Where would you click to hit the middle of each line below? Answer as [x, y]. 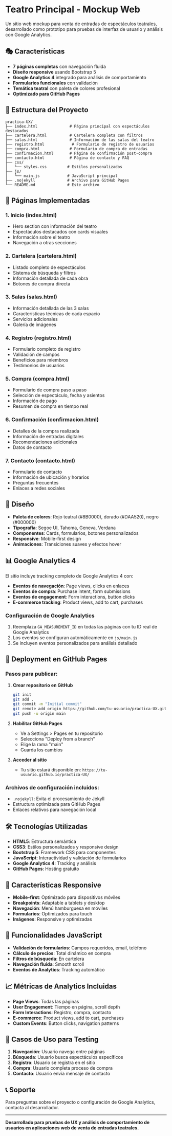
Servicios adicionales [35, 319]
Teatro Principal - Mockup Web [73, 10]
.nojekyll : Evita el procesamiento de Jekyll [59, 799]
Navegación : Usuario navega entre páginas [59, 1052]
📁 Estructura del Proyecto [47, 110]
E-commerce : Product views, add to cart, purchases [68, 1018]
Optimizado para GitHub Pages [46, 94]
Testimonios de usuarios [39, 366]
